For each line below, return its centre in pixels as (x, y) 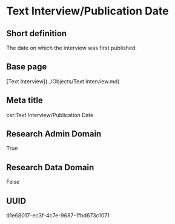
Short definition (37, 34)
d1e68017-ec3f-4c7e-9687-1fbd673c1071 (58, 216)
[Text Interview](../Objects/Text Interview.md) (63, 81)
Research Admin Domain (54, 134)
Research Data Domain (50, 167)
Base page (27, 67)
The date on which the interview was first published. (72, 48)
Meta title (25, 101)
